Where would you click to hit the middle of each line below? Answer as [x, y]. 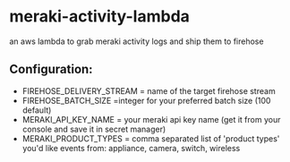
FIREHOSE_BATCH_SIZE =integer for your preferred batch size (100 [146, 100]
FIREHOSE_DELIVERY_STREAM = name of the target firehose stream [149, 90]
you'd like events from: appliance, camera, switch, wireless [131, 148]
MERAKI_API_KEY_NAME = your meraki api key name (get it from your [151, 119]
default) [37, 110]
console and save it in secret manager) [94, 129]
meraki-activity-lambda [100, 17]
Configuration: [51, 69]
